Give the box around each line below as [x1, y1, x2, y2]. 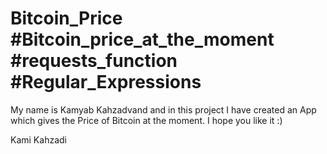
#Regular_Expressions [10, 71, 202, 94]
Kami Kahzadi [10, 133, 67, 146]
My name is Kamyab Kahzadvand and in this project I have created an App [10, 103, 317, 116]
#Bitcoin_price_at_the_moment [10, 28, 275, 51]
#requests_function [10, 50, 178, 72]
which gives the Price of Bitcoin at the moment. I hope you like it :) [10, 114, 283, 126]
